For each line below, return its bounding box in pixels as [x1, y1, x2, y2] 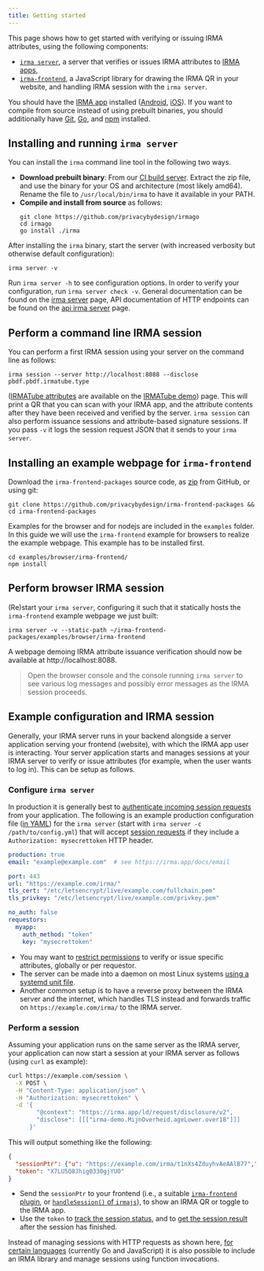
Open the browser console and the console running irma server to [27, 671, 244, 680]
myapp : [15, 923, 37, 931]
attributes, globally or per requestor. [19, 961, 137, 970]
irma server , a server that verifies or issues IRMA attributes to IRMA [19, 57, 240, 66]
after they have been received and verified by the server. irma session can [8, 408, 250, 418]
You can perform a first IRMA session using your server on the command [8, 347, 244, 357]
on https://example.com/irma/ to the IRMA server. [19, 1002, 182, 1012]
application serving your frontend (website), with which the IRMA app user [8, 739, 249, 749]
